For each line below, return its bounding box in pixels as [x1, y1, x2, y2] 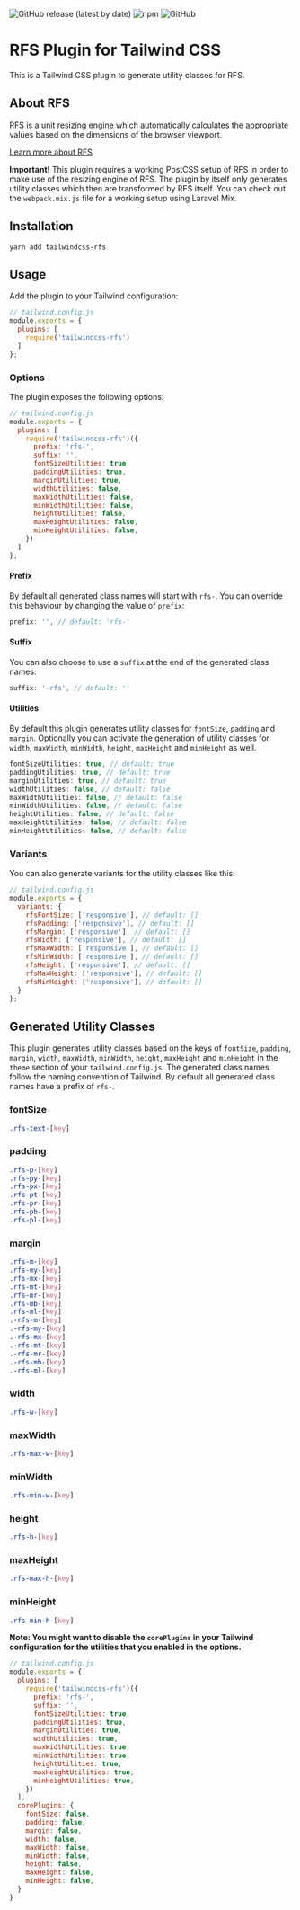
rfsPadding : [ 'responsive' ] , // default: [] [25, 919, 195, 928]
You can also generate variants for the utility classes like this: [9, 868, 235, 879]
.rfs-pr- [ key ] [9, 1199, 63, 1208]
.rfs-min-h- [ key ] [9, 1616, 75, 1625]
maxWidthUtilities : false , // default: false [9, 793, 182, 802]
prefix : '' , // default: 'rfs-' [9, 617, 130, 626]
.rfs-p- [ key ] [9, 1165, 58, 1175]
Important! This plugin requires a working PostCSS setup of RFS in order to [9, 164, 289, 174]
